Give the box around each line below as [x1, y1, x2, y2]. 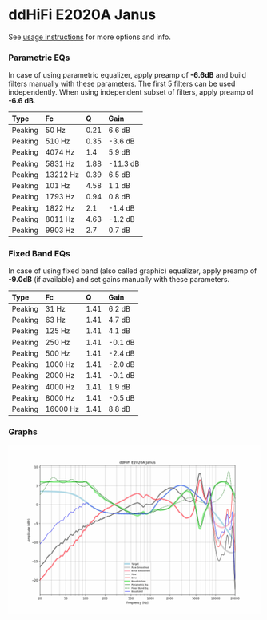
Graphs [8, 426, 38, 437]
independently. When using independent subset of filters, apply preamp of [8, 87, 254, 97]
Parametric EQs [8, 52, 70, 63]
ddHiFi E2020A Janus [8, 6, 157, 24]
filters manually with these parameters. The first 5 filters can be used [8, 79, 236, 89]
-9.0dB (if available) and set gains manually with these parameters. [8, 275, 230, 284]
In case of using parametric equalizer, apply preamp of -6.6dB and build [8, 70, 246, 80]
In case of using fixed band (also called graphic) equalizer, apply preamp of [8, 266, 257, 276]
